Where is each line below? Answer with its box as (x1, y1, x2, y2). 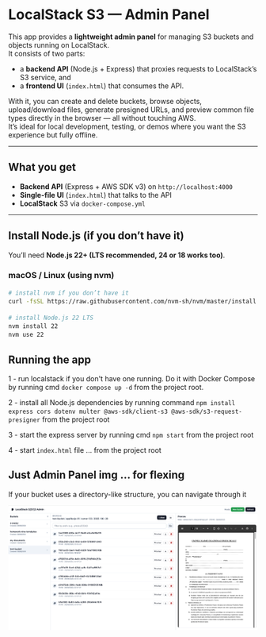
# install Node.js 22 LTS (8, 314, 93, 322)
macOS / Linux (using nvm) (8, 270, 115, 281)
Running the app (8, 353, 91, 366)
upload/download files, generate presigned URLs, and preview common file (8, 105, 255, 114)
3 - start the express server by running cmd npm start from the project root (8, 430, 254, 439)
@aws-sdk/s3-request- (171, 407, 243, 415)
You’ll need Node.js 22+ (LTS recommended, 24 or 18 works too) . (8, 250, 226, 260)
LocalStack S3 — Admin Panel (8, 6, 210, 24)
